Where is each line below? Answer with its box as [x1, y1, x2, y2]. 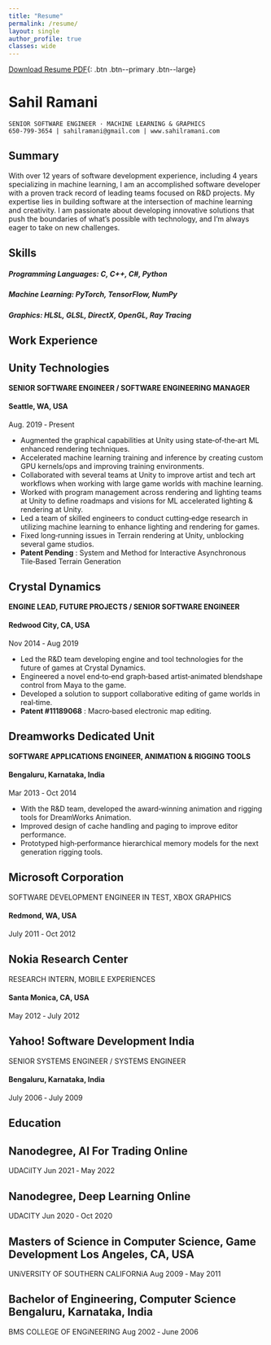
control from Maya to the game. [20, 681, 127, 690]
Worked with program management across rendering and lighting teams [20, 488, 262, 497]
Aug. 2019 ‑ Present [8, 420, 75, 430]
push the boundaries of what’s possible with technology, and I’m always [8, 213, 250, 224]
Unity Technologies [8, 361, 110, 375]
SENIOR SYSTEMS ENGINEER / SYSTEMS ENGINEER [8, 1056, 186, 1066]
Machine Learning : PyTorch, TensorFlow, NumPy [8, 290, 177, 300]
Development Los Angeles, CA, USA [8, 1247, 195, 1261]
